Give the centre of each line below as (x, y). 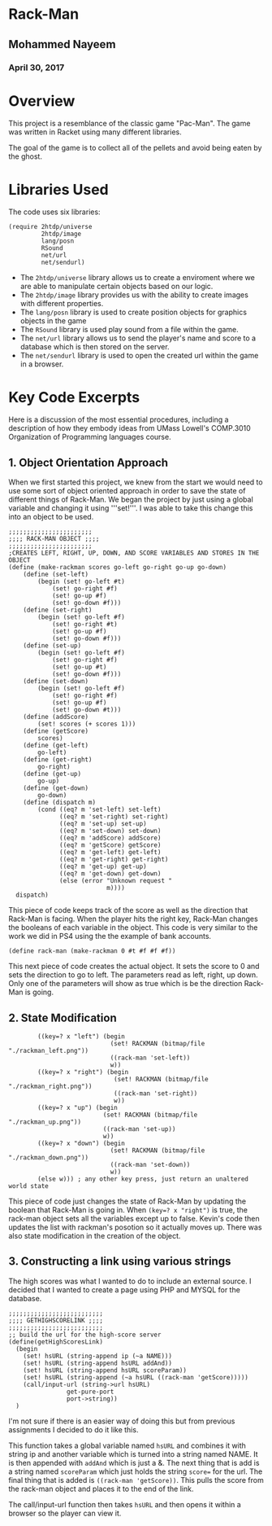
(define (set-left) (56, 575)
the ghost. (26, 156)
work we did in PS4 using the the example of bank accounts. (110, 936)
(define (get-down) (56, 788)
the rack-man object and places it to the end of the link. (101, 1489)
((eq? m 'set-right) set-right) (114, 817)
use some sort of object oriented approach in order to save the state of (127, 491)
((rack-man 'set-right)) (155, 1093)
